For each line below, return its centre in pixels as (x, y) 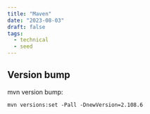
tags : (15, 33)
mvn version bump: (35, 91)
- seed (23, 46)
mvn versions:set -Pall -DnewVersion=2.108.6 (75, 105)
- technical (31, 40)
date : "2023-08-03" (36, 20)
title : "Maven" (30, 14)
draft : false (26, 27)
